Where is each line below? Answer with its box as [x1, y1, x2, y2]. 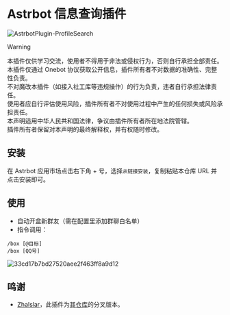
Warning [7, 42, 31, 51]
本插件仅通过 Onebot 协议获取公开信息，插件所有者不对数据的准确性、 [7, 65, 205, 73]
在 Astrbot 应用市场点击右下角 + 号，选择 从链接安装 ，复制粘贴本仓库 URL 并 [7, 166, 218, 175]
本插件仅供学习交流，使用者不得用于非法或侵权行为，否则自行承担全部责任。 [7, 56, 223, 65]
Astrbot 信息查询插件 [7, 6, 127, 22]
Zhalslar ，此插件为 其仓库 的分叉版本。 [16, 301, 125, 309]
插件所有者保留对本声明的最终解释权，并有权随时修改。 [7, 125, 163, 134]
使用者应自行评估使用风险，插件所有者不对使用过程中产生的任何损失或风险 [7, 99, 217, 108]
